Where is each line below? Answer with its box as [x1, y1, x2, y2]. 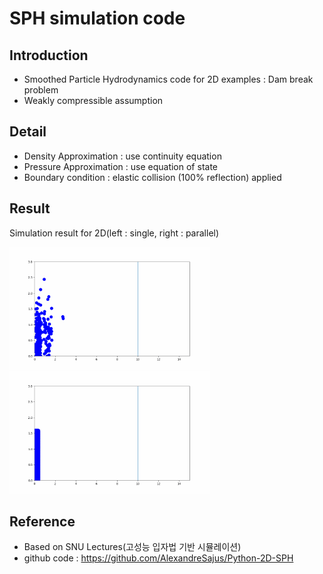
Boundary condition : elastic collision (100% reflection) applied [23, 171, 282, 183]
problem [23, 84, 59, 96]
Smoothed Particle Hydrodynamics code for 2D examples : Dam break [23, 73, 314, 85]
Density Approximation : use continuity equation [23, 150, 222, 162]
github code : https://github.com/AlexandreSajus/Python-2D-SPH [23, 552, 294, 564]
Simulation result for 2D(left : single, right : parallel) [9, 227, 220, 239]
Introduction [9, 47, 89, 64]
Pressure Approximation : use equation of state [23, 160, 218, 172]
